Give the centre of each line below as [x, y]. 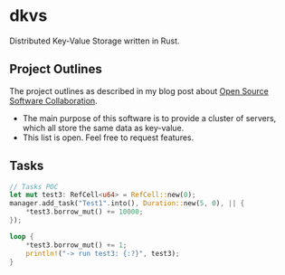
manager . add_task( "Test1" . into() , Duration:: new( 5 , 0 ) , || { [127, 204]
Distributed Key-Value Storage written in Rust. [95, 41]
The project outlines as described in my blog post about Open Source [139, 90]
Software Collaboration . [53, 100]
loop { [22, 236]
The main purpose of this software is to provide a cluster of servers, [149, 118]
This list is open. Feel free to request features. [108, 137]
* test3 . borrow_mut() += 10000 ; [85, 212]
